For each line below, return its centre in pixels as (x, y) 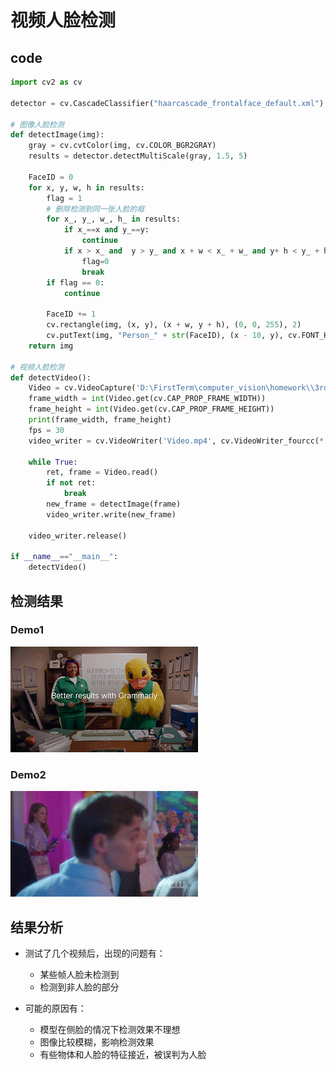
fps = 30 (46, 430)
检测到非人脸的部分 (79, 987)
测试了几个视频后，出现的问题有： (95, 953)
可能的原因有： (55, 1008)
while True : (53, 462)
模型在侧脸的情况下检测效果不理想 (110, 1029)
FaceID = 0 (51, 177)
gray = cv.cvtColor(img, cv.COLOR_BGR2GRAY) (122, 146)
